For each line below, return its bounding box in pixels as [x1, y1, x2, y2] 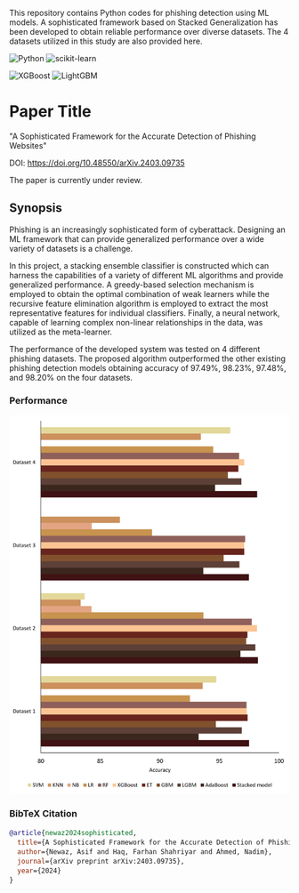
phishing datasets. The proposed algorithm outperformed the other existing [9, 353, 287, 364]
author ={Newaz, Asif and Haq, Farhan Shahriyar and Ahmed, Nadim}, [17, 847, 273, 857]
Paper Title [9, 101, 92, 122]
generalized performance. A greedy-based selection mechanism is [9, 279, 255, 290]
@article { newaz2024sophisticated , [9, 829, 138, 838]
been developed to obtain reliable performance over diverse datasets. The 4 [9, 27, 289, 36]
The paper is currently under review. [9, 174, 142, 185]
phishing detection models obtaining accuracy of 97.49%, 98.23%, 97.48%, [9, 362, 287, 373]
